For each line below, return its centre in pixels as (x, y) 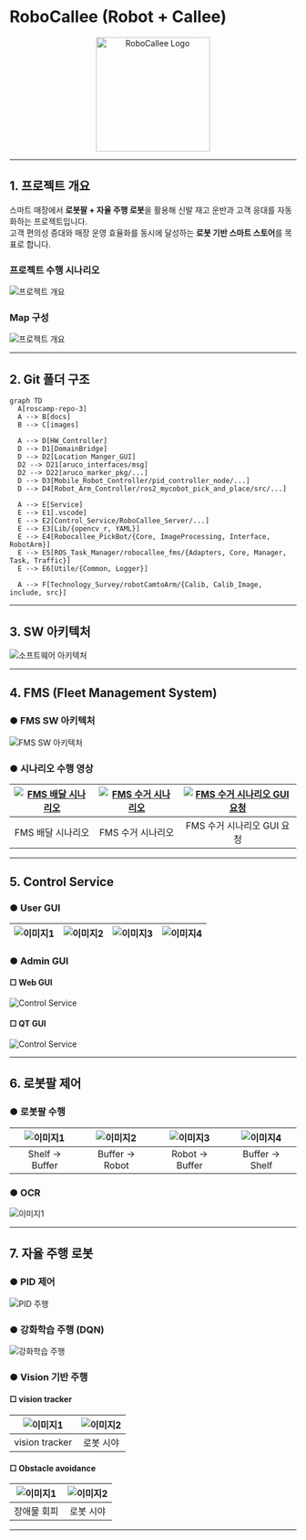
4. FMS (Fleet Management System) (113, 693)
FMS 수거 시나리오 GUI (232, 826)
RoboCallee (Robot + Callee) (118, 17)
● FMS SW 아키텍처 (52, 721)
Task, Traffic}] (40, 561)
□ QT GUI (28, 1024)
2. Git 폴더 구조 (50, 380)
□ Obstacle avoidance (53, 1468)
